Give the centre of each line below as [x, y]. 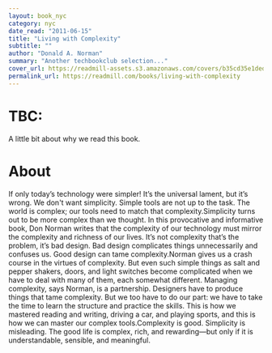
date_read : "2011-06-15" [50, 31]
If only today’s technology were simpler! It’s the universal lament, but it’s [128, 194]
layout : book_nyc [38, 16]
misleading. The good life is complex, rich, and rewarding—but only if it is [131, 331]
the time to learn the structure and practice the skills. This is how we [122, 305]
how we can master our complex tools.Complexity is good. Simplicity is [127, 323]
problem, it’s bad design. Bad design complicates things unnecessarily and [133, 245]
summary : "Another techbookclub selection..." [88, 62]
